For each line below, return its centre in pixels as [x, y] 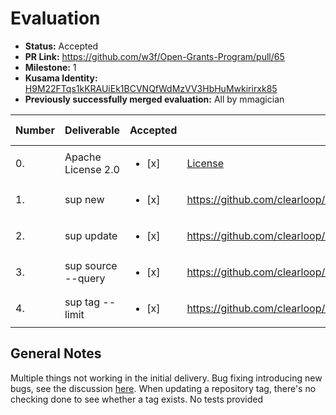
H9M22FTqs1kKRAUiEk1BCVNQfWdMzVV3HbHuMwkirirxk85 [151, 88]
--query [85, 278]
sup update [91, 235]
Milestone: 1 [50, 67]
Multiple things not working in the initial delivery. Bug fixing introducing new [166, 378]
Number [35, 130]
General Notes [56, 353]
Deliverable [92, 130]
